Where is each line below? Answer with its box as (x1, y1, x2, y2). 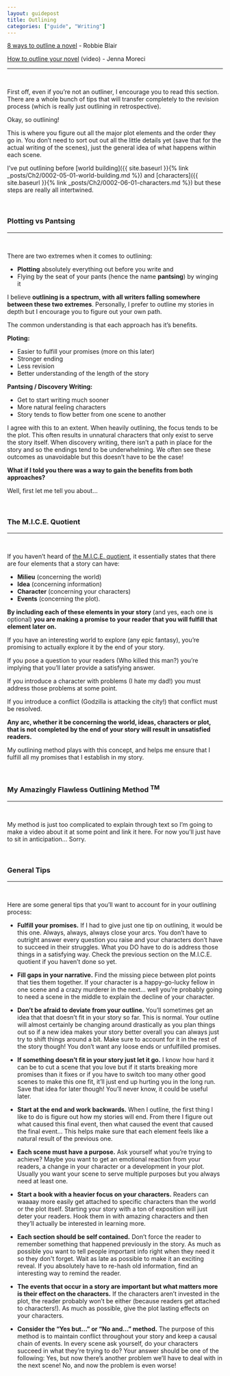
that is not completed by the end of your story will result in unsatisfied (7, 725, 211, 734)
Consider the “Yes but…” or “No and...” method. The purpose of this (16, 1325, 214, 1333)
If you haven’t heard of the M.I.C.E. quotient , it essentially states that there (7, 552, 216, 560)
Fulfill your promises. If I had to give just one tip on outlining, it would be (16, 921, 222, 930)
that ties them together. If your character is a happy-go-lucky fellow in (16, 978, 215, 987)
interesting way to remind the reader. (16, 1269, 122, 1277)
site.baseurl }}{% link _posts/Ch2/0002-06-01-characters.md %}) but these (7, 179, 221, 187)
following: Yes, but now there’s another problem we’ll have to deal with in (16, 1354, 222, 1362)
